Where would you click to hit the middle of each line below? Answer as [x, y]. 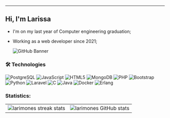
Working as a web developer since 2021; [55, 41]
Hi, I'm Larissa [28, 19]
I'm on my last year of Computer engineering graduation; [72, 31]
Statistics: [18, 96]
